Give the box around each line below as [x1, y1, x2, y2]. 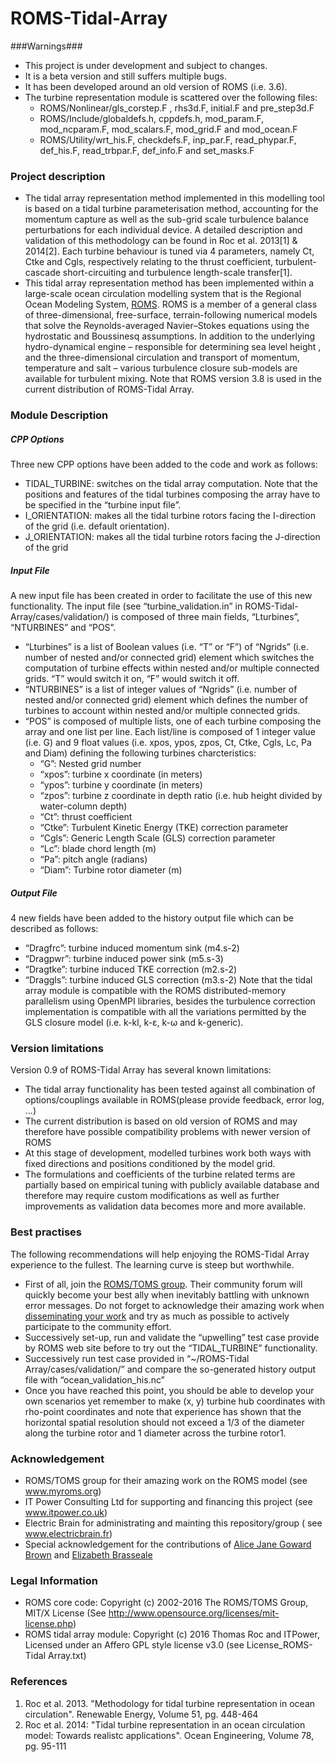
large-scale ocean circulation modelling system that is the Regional [24, 288, 302, 300]
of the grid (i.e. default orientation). [24, 520, 170, 532]
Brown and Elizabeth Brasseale [24, 1548, 153, 1561]
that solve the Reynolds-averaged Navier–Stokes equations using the [24, 320, 310, 332]
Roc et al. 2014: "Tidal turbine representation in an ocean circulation [24, 1718, 306, 1731]
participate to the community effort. [24, 1320, 172, 1332]
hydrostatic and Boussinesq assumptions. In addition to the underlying [24, 330, 316, 342]
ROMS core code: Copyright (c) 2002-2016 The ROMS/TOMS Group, [24, 1597, 309, 1609]
